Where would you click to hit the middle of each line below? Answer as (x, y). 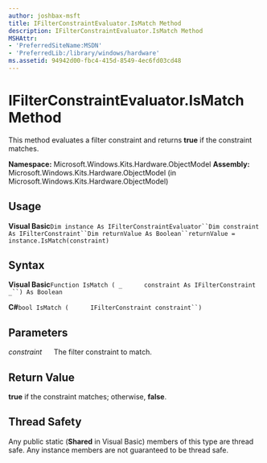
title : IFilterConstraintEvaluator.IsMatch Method (95, 23)
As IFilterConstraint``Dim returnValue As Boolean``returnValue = (122, 234)
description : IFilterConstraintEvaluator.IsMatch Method (106, 31)
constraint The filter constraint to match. (80, 352)
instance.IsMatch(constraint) (59, 241)
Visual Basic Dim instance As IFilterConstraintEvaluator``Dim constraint (134, 225)
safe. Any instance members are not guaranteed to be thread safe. (119, 450)
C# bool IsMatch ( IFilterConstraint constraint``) (105, 308)
